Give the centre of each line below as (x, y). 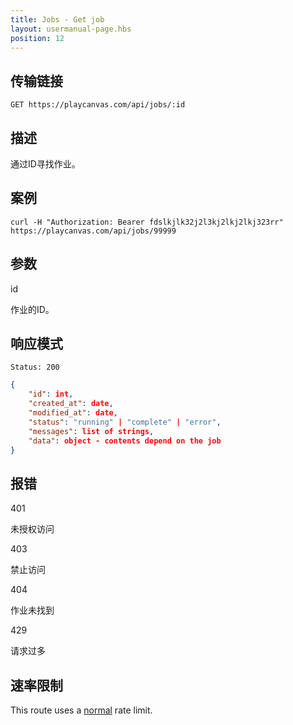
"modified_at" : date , (73, 413)
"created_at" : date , (71, 404)
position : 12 (37, 38)
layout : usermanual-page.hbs (71, 29)
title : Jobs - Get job (57, 19)
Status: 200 (35, 367)
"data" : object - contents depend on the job (125, 441)
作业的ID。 (32, 309)
